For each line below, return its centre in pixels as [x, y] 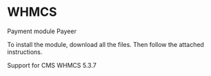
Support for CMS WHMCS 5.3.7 [52, 65]
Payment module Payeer [42, 31]
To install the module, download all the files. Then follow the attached [106, 44]
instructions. [25, 52]
